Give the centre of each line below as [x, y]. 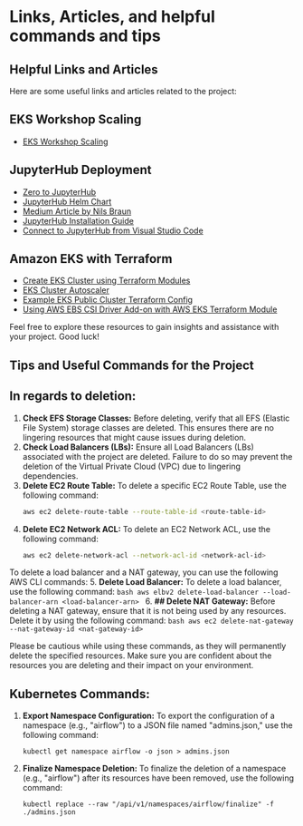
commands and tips [85, 36]
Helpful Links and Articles [84, 69]
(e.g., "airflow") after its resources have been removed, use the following [158, 778]
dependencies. [50, 476]
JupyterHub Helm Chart [67, 201]
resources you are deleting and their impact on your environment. [132, 666]
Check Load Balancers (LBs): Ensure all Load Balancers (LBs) [138, 447]
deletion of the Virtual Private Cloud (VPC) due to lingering [132, 466]
